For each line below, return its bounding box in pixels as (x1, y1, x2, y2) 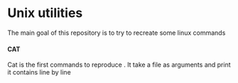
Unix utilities (7, 5, 83, 21)
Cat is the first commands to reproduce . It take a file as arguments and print (7, 60, 231, 69)
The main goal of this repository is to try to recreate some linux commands (7, 28, 226, 37)
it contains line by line (7, 68, 71, 77)
